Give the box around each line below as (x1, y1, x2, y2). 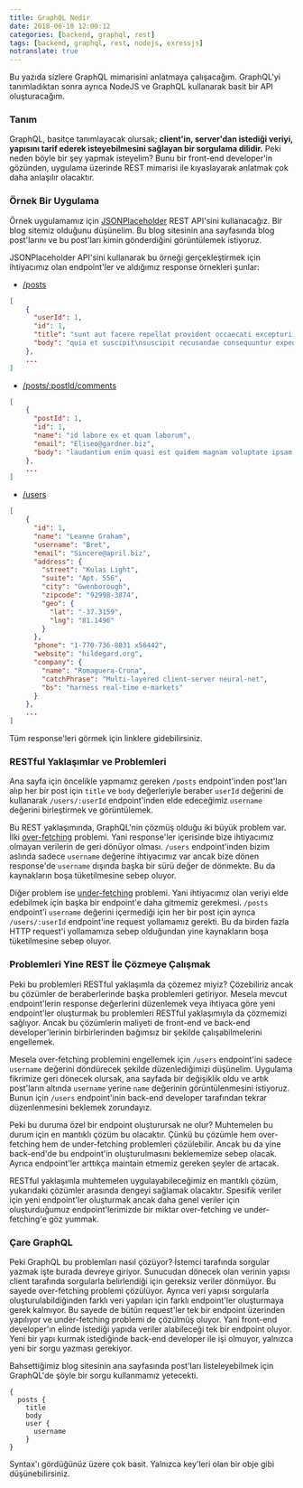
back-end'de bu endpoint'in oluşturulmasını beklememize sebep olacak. (9, 1148, 278, 1158)
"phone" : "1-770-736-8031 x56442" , (32, 641, 168, 650)
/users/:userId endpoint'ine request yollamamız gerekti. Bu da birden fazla (9, 916, 289, 927)
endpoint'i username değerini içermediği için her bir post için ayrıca (9, 907, 256, 917)
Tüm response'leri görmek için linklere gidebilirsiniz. (9, 733, 203, 744)
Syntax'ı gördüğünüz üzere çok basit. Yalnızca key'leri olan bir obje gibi (9, 1458, 275, 1469)
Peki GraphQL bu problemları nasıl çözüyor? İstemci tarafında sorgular (9, 1256, 271, 1267)
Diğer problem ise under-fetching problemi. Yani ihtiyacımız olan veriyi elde (9, 888, 289, 898)
